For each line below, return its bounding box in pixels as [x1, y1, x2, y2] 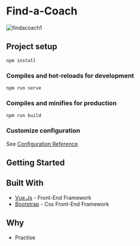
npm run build [6, 112, 42, 118]
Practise [14, 233, 36, 241]
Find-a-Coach [6, 4, 78, 18]
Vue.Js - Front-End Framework [14, 194, 92, 201]
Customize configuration [6, 126, 81, 135]
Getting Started [6, 158, 65, 168]
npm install [6, 57, 36, 64]
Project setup [6, 42, 58, 52]
